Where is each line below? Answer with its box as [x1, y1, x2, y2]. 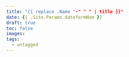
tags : [6, 36, 20, 42]
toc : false [6, 25, 33, 31]
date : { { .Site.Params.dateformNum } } [6, 14, 102, 20]
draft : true [6, 20, 36, 26]
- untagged [11, 42, 39, 48]
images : [6, 31, 26, 37]
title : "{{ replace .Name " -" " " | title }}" [6, 8, 124, 15]
